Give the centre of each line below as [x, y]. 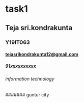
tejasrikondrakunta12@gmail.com [42, 55]
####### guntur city [27, 94]
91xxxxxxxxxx [21, 66]
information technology [30, 79]
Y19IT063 [18, 42]
